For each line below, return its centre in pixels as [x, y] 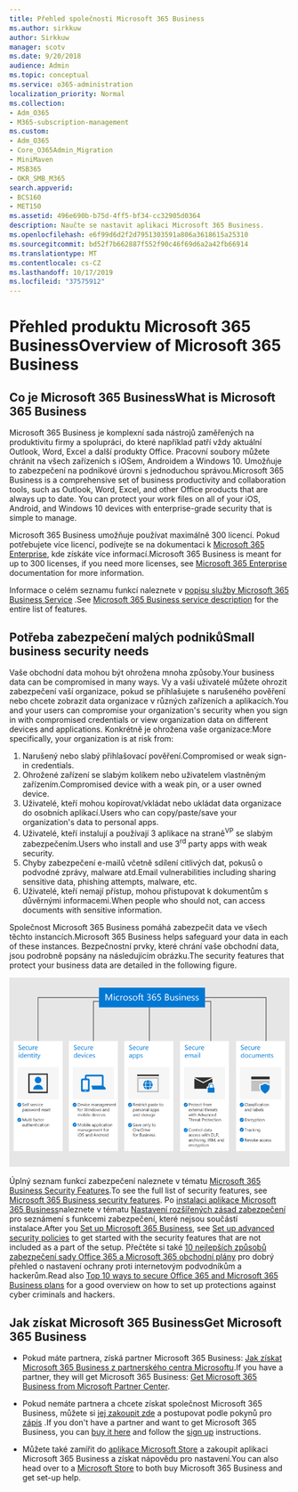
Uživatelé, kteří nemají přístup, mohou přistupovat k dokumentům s [145, 891]
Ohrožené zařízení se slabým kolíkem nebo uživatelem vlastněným [144, 774]
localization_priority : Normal [67, 93]
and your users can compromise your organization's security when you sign [149, 710]
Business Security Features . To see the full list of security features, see [138, 1191]
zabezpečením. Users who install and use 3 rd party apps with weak [145, 843]
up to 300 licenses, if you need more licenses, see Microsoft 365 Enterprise [148, 564]
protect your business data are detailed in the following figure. [123, 965]
